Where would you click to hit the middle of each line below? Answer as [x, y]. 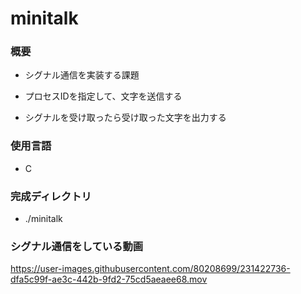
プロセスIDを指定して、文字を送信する [103, 96]
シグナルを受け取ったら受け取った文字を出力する [125, 118]
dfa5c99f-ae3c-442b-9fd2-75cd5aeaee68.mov [109, 279]
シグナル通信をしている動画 [77, 246]
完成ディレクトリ [51, 196]
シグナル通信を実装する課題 [82, 75]
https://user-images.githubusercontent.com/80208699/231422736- [150, 269]
